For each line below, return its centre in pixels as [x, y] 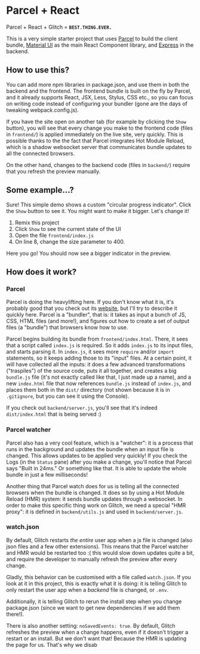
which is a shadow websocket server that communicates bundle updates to [99, 147]
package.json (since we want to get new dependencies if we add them [93, 607]
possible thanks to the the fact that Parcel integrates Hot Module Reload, [96, 141]
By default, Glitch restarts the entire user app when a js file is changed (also [99, 540]
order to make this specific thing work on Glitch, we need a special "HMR [96, 505]
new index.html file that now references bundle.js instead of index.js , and [99, 384]
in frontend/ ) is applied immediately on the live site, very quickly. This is [95, 134]
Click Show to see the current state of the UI [68, 229]
